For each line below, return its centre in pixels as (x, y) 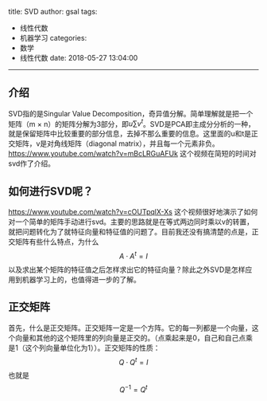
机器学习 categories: (53, 38)
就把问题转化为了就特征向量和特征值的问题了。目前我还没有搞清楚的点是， (130, 232)
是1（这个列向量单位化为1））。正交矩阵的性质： (84, 348)
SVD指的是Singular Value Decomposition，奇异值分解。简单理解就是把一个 (131, 113)
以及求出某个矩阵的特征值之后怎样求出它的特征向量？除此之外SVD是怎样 (127, 269)
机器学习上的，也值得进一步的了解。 (81, 279)
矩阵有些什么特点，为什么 (57, 242)
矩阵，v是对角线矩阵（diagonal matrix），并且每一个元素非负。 (117, 143)
